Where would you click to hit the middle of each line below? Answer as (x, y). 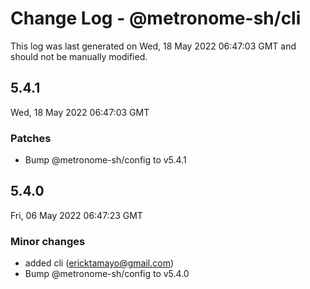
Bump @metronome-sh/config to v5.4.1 (105, 160)
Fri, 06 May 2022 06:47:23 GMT (76, 215)
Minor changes (48, 241)
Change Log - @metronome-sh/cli (156, 18)
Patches (31, 138)
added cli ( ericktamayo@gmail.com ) (99, 263)
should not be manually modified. (79, 56)
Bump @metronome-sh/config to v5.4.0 (107, 274)
